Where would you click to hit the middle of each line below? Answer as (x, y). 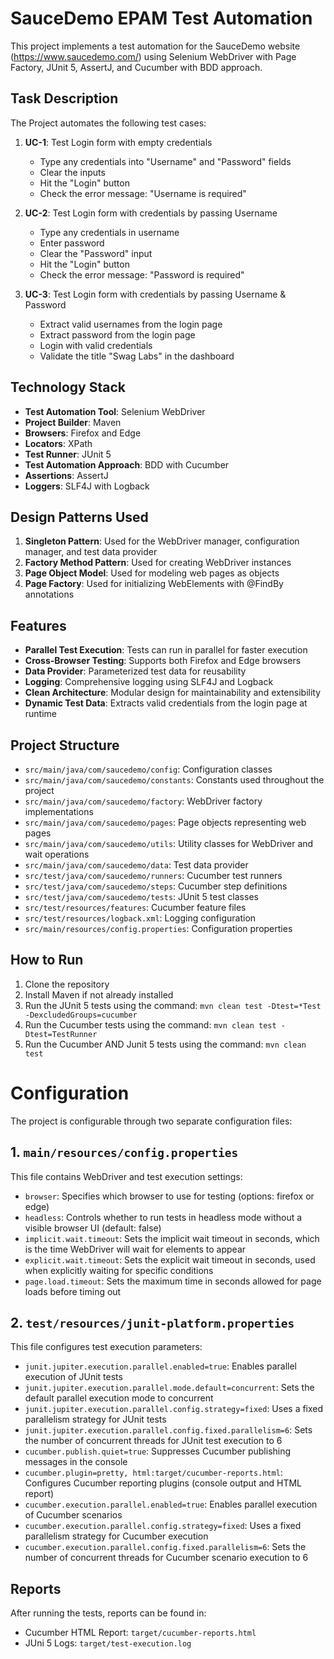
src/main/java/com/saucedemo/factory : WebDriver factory (143, 801)
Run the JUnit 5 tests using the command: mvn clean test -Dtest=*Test (173, 1005)
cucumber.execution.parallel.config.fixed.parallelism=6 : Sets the (165, 1547)
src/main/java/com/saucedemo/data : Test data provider (136, 865)
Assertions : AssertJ (66, 475)
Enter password (72, 243)
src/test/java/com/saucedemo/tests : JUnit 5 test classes (141, 896)
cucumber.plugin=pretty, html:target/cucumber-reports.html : (153, 1473)
